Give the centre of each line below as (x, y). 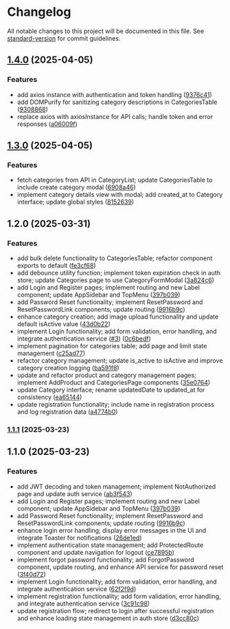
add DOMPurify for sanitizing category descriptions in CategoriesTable (117, 102)
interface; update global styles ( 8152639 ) (76, 202)
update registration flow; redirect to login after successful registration (115, 610)
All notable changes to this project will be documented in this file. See (106, 31)
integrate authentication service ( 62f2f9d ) (77, 588)
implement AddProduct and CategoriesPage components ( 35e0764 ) (114, 382)
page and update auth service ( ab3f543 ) (74, 493)
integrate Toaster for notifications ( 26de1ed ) (79, 537)
